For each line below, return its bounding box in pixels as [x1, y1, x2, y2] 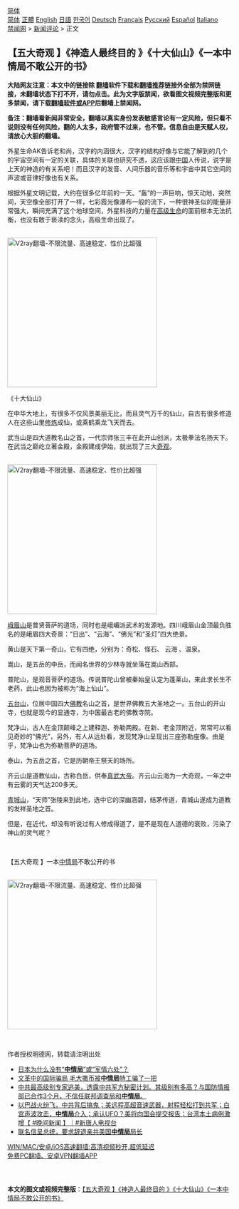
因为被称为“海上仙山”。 [44, 684, 113, 692]
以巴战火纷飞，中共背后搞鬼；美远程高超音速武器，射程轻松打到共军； [17, 1100, 224, 1109]
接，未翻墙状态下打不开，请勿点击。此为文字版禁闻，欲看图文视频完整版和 [7, 89, 225, 98]
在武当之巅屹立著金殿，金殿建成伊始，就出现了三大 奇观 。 [7, 442, 176, 451]
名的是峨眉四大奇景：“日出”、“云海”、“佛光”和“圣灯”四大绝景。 [7, 629, 192, 638]
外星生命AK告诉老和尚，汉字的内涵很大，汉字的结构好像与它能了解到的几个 [7, 146, 228, 155]
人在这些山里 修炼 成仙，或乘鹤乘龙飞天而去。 [7, 418, 139, 426]
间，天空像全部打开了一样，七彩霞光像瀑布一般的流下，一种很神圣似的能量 [7, 197, 225, 206]
